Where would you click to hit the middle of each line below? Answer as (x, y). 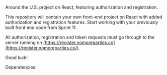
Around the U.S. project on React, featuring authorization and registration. (82, 7)
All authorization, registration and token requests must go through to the (80, 37)
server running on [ (25, 42)
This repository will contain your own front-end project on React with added (84, 17)
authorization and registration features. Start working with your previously (82, 22)
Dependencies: (21, 67)
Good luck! (17, 57)
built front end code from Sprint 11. (41, 27)
